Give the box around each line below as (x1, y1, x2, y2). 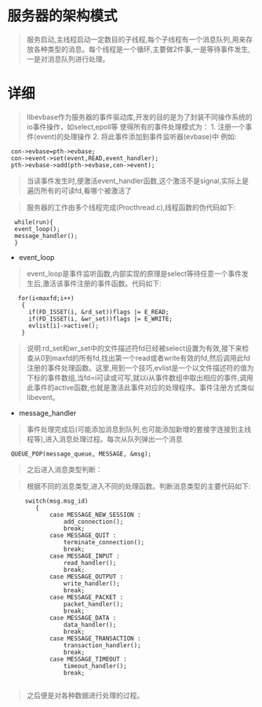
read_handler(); (63, 559, 117, 566)
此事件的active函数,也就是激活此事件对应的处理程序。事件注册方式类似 (26, 383, 255, 392)
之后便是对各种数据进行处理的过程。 (26, 691, 144, 700)
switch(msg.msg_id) (24, 496, 89, 505)
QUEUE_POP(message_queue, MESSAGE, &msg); (10, 449, 152, 458)
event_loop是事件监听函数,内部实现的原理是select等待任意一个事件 (26, 269, 242, 278)
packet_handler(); (63, 600, 124, 608)
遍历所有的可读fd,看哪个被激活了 (26, 185, 133, 195)
